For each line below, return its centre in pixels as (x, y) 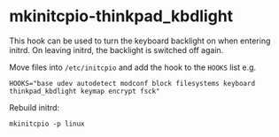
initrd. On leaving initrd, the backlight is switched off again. (116, 49)
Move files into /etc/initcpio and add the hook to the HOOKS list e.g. (133, 67)
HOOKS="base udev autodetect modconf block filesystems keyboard (132, 83)
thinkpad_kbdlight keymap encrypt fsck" (85, 91)
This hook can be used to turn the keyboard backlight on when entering (140, 41)
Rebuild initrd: (35, 107)
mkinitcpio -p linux (47, 124)
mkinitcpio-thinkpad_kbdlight (121, 16)
